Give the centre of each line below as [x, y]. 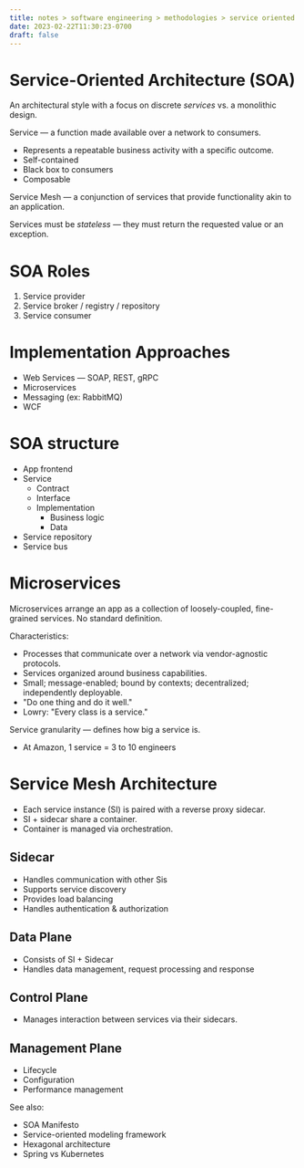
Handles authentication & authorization [96, 908]
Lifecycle [40, 1070]
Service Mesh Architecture [113, 784]
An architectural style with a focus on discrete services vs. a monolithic [143, 105]
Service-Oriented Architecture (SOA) [152, 80]
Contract [53, 488]
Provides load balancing [68, 899]
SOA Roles [50, 271]
